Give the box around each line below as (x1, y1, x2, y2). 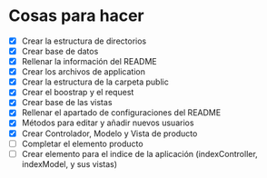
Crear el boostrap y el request (21, 87, 134, 98)
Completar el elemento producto (21, 138, 143, 149)
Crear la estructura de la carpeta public (21, 76, 169, 87)
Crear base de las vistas (21, 97, 113, 108)
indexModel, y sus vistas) (21, 158, 118, 169)
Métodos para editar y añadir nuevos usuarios (21, 117, 194, 128)
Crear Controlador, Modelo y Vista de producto (21, 128, 198, 139)
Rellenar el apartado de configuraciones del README (21, 107, 222, 118)
